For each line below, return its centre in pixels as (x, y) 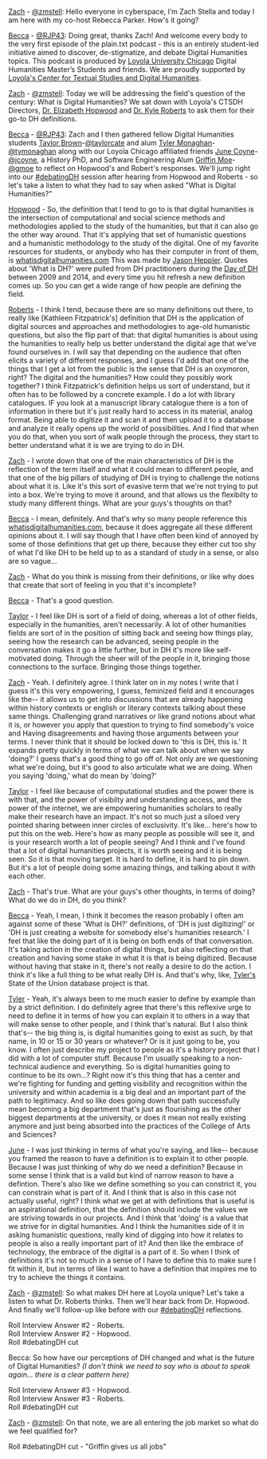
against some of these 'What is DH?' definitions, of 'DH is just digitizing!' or (132, 924)
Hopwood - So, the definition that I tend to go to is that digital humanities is (131, 209)
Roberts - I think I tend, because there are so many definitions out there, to (131, 309)
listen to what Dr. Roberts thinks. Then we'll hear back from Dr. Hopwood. (129, 1301)
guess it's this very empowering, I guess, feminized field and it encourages (132, 691)
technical (23, 1066)
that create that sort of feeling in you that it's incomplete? (102, 585)
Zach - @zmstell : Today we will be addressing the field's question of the (127, 93)
